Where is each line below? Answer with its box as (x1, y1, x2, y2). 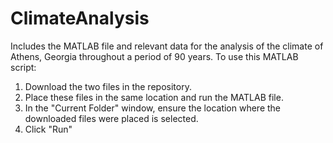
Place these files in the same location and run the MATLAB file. (24, 91, 284, 103)
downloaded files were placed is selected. (24, 112, 199, 124)
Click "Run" (24, 123, 73, 135)
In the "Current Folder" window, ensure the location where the (24, 102, 282, 114)
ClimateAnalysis (10, 7, 150, 30)
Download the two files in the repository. (24, 80, 192, 92)
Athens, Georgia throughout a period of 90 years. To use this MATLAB (10, 50, 299, 62)
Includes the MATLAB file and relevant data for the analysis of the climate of (10, 40, 324, 52)
